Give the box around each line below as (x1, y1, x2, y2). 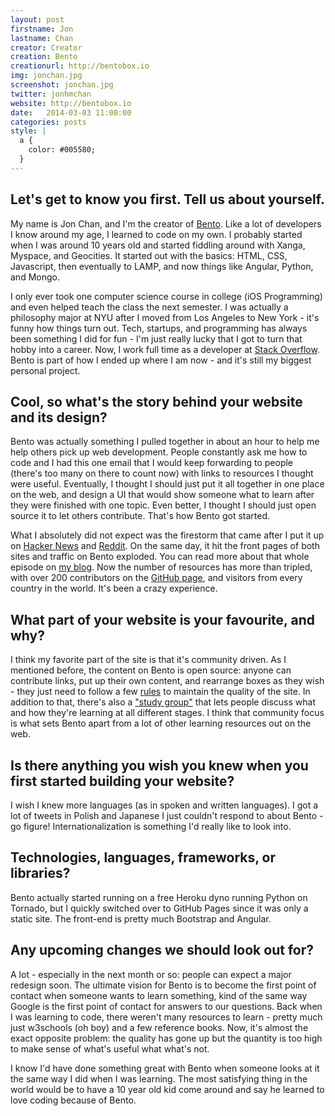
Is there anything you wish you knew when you (10, 757, 309, 774)
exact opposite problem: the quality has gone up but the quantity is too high (10, 1032, 323, 1044)
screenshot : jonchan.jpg (10, 80, 114, 90)
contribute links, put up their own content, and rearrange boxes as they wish (10, 675, 325, 687)
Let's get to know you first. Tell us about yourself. (10, 191, 325, 208)
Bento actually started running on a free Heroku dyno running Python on (10, 891, 308, 903)
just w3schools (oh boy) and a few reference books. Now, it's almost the (10, 1021, 309, 1033)
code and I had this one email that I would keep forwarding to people (10, 457, 294, 469)
